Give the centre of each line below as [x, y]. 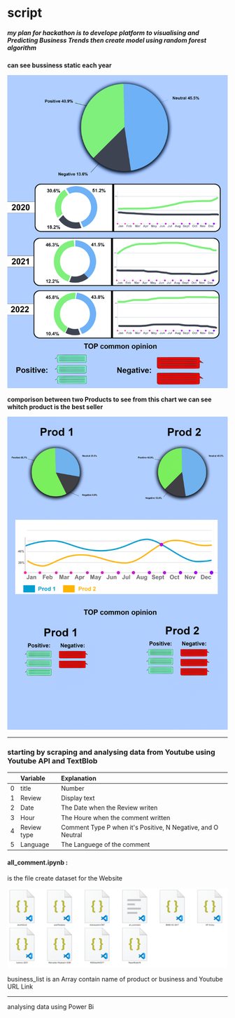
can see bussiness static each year [59, 65]
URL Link [20, 986]
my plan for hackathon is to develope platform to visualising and [103, 32]
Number [73, 788]
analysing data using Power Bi [51, 1006]
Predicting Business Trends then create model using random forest [107, 40]
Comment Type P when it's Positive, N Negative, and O [140, 827]
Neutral [71, 835]
